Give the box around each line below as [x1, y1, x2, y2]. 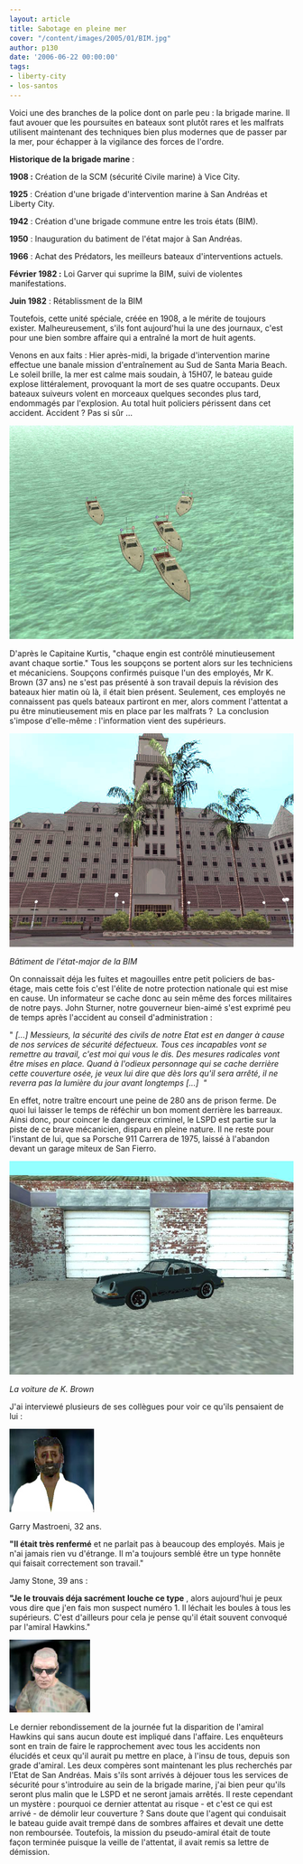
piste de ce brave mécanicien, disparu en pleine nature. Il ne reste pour [9, 1124, 274, 1134]
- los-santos [9, 81, 59, 90]
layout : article [9, 14, 70, 24]
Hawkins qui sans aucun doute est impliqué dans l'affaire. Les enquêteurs [9, 1731, 284, 1742]
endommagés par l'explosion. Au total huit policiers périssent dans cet [9, 398, 271, 409]
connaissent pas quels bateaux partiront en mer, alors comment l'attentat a [9, 696, 289, 707]
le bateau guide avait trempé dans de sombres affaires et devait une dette [9, 1817, 284, 1828]
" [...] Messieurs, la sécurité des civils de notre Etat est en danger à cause [9, 1029, 286, 1040]
